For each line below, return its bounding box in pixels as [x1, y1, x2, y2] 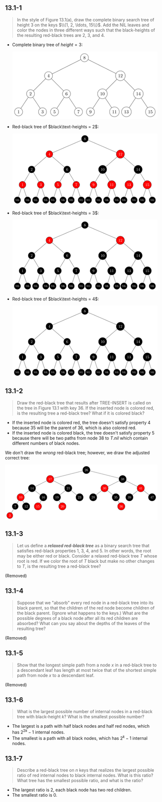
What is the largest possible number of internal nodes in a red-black [16, 709, 153, 715]
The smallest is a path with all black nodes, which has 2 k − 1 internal [12, 734, 147, 741]
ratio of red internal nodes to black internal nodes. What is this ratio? [16, 772, 153, 778]
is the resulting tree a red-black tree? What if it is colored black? [16, 410, 145, 416]
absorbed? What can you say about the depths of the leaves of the [16, 620, 150, 626]
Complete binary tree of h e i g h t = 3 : [12, 41, 83, 48]
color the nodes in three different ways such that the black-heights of [16, 27, 155, 33]
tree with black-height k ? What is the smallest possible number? [16, 714, 145, 720]
